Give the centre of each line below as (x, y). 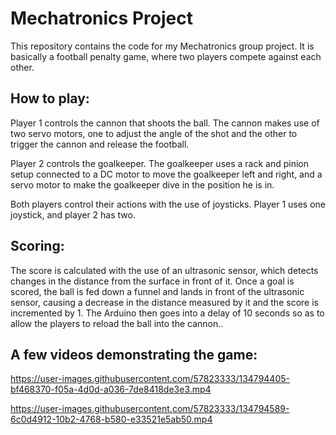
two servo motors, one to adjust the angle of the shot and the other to (154, 133)
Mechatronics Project (101, 18)
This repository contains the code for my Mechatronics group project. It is (162, 46)
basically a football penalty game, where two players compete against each (166, 56)
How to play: (50, 98)
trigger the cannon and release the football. (100, 144)
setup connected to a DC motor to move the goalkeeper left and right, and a (166, 174)
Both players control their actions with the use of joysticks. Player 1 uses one (168, 204)
